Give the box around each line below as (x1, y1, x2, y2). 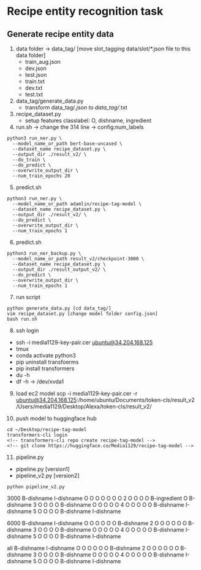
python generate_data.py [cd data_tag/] (7, 305, 112, 311)
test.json (25, 71, 47, 78)
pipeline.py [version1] (15, 466, 70, 472)
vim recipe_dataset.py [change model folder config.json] (7, 311, 158, 317)
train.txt (25, 78, 45, 85)
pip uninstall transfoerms (15, 358, 79, 365)
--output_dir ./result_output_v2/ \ (12, 267, 106, 273)
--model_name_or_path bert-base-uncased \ (12, 141, 123, 147)
